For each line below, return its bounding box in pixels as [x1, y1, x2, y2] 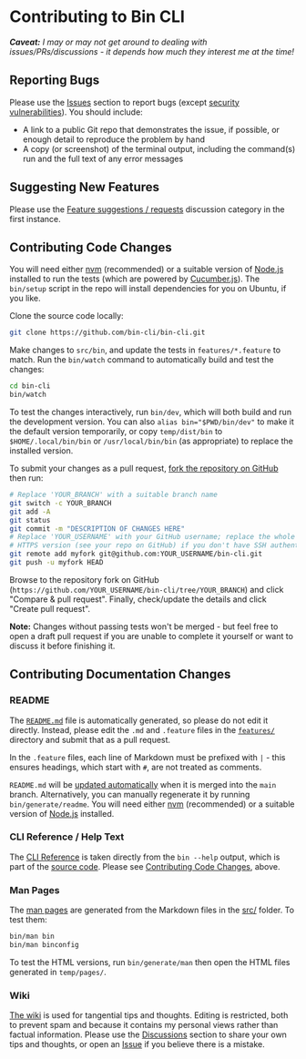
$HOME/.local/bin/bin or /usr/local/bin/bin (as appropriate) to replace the [9, 435, 293, 446]
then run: [9, 473, 44, 484]
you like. [9, 293, 41, 304]
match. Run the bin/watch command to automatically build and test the [9, 354, 275, 365]
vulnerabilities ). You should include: [9, 107, 143, 117]
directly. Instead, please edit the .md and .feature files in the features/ [9, 724, 275, 735]
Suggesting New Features [9, 179, 160, 195]
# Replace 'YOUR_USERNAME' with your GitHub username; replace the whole [9, 533, 296, 542]
